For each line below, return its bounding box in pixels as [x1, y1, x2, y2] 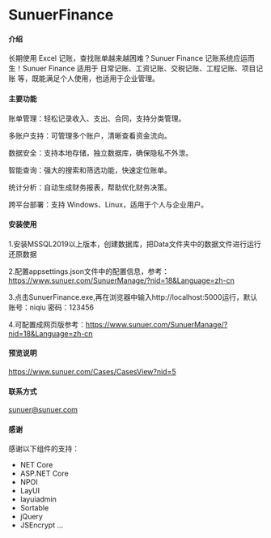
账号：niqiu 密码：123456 [8, 302, 95, 312]
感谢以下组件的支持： [8, 444, 79, 454]
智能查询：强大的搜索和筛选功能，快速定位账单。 [8, 164, 171, 175]
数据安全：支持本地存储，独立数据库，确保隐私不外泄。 [8, 147, 193, 157]
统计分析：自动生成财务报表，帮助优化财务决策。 [8, 182, 171, 192]
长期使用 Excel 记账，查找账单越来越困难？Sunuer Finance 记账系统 [8, 53, 234, 63]
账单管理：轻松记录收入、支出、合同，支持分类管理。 [8, 113, 186, 123]
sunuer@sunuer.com [8, 405, 78, 415]
